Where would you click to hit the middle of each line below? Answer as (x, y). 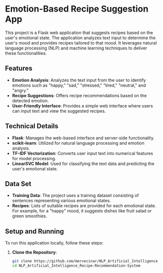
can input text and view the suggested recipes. (59, 111)
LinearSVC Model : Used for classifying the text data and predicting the (83, 164)
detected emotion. (30, 101)
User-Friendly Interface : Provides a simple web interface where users (82, 106)
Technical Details (32, 126)
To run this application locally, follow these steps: (54, 243)
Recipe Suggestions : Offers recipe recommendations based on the (79, 95)
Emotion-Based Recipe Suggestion (77, 9)
